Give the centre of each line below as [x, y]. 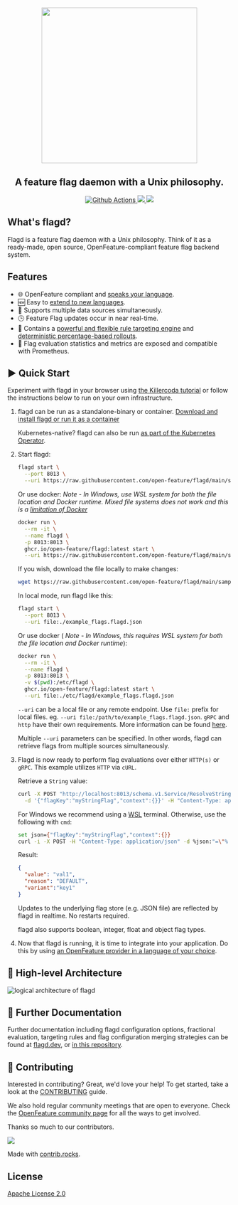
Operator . [32, 440]
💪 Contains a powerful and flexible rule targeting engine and [106, 328]
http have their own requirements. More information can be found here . [122, 724]
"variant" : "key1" [50, 888]
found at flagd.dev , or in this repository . [65, 1045]
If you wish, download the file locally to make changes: [98, 569]
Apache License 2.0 [37, 1194]
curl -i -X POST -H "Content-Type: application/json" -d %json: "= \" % [123, 842]
